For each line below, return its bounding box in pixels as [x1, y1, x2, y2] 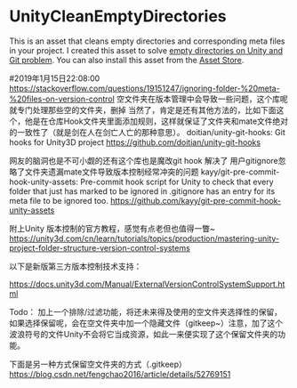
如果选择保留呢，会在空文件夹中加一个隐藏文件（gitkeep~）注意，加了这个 [9, 318, 284, 328]
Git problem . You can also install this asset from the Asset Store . [9, 54, 245, 65]
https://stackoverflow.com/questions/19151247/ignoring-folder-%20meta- [9, 83, 280, 93]
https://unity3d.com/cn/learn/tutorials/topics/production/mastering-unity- [9, 233, 280, 244]
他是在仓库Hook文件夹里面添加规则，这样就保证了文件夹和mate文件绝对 [24, 116, 289, 126]
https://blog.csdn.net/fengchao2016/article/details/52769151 [9, 368, 231, 379]
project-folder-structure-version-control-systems [9, 242, 191, 253]
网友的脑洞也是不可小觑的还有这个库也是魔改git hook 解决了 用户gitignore [9, 155, 278, 166]
